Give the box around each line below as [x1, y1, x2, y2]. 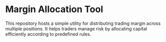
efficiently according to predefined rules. [5, 31, 91, 37]
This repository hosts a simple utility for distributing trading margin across [5, 20, 161, 26]
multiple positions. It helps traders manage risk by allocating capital [5, 25, 147, 31]
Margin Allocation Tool [5, 4, 104, 15]
